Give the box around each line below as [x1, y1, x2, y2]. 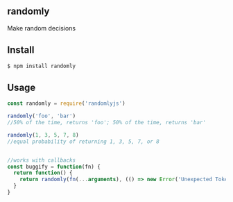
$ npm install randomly [7, 62, 76, 69]
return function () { [13, 169, 73, 176]
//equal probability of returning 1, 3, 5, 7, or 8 [7, 138, 159, 145]
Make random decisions [7, 24, 76, 32]
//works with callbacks [7, 156, 76, 164]
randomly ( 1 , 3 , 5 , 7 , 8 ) [7, 131, 79, 138]
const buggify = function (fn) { [7, 163, 101, 170]
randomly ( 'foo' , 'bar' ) [7, 112, 76, 120]
